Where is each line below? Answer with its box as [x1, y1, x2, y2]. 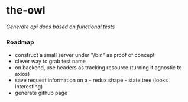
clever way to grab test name [14, 58, 86, 65]
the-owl [6, 4, 46, 17]
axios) [14, 71, 30, 78]
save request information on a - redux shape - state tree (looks [14, 76, 168, 84]
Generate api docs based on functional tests [6, 23, 115, 30]
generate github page [14, 90, 68, 97]
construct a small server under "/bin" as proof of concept [14, 52, 155, 59]
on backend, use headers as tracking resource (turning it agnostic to [14, 64, 182, 71]
